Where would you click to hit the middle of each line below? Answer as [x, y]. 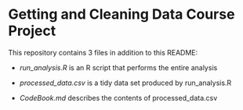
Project [32, 31]
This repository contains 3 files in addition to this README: [103, 52]
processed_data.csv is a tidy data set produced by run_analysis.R [125, 83]
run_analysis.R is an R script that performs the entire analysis [118, 67]
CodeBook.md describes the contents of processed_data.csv [118, 98]
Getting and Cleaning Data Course [121, 14]
